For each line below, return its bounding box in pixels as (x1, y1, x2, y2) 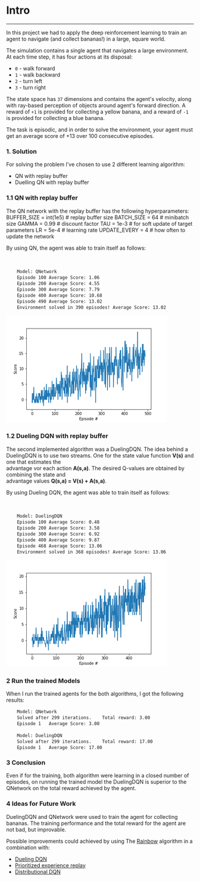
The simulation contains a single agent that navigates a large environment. (6, 47, 189, 54)
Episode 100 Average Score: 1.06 (17, 274, 100, 281)
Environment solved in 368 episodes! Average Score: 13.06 (17, 549, 167, 555)
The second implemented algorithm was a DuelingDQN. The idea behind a (6, 446, 189, 453)
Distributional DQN (14, 868, 61, 875)
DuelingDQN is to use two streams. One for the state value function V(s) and (6, 452, 194, 459)
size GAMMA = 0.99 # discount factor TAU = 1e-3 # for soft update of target (6, 220, 193, 227)
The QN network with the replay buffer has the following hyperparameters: (6, 207, 189, 214)
